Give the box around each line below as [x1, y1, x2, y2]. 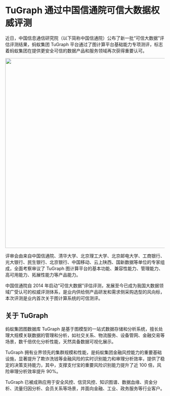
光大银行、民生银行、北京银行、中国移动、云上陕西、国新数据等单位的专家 [5, 259, 160, 265]
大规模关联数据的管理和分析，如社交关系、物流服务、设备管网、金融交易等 [9, 332, 165, 338]
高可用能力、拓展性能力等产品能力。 [5, 271, 81, 278]
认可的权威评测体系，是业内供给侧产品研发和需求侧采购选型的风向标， [18, 289, 165, 295]
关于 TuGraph [5, 311, 49, 320]
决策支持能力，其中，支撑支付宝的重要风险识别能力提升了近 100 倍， [14, 362, 157, 368]
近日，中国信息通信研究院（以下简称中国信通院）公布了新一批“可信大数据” [5, 35, 160, 41]
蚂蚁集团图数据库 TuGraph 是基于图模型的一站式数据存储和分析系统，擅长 [5, 326, 159, 332]
